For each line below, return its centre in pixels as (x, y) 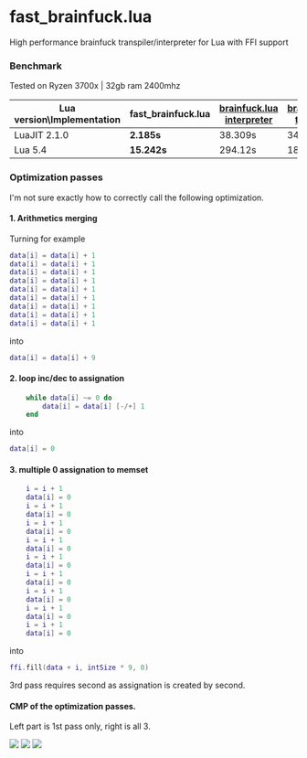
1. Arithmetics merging (53, 219)
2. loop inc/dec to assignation (67, 379)
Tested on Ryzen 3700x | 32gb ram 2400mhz (95, 86)
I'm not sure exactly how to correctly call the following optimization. (137, 198)
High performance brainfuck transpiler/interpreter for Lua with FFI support (149, 42)
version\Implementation (68, 120)
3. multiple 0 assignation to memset (79, 469)
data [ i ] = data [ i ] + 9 (53, 358)
